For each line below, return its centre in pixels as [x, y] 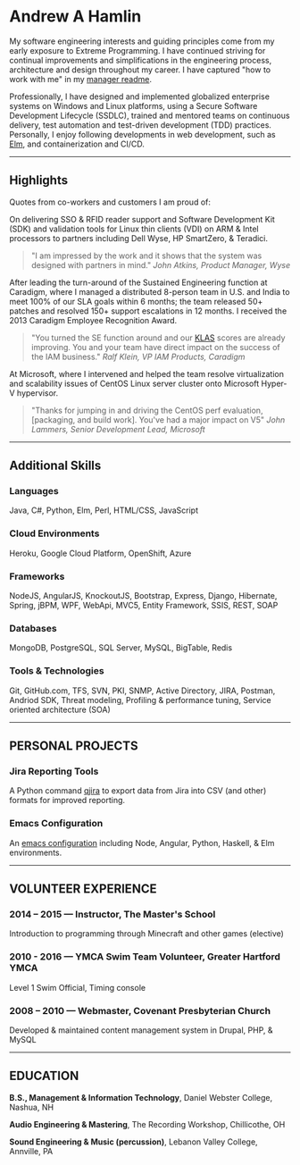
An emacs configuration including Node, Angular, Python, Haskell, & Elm [142, 842]
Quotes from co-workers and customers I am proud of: [110, 202]
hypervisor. [37, 393]
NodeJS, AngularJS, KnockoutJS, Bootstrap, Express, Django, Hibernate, [143, 596]
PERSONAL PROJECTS [74, 746]
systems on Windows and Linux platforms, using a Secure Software [133, 105]
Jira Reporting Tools [54, 771]
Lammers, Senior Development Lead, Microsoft [118, 429]
